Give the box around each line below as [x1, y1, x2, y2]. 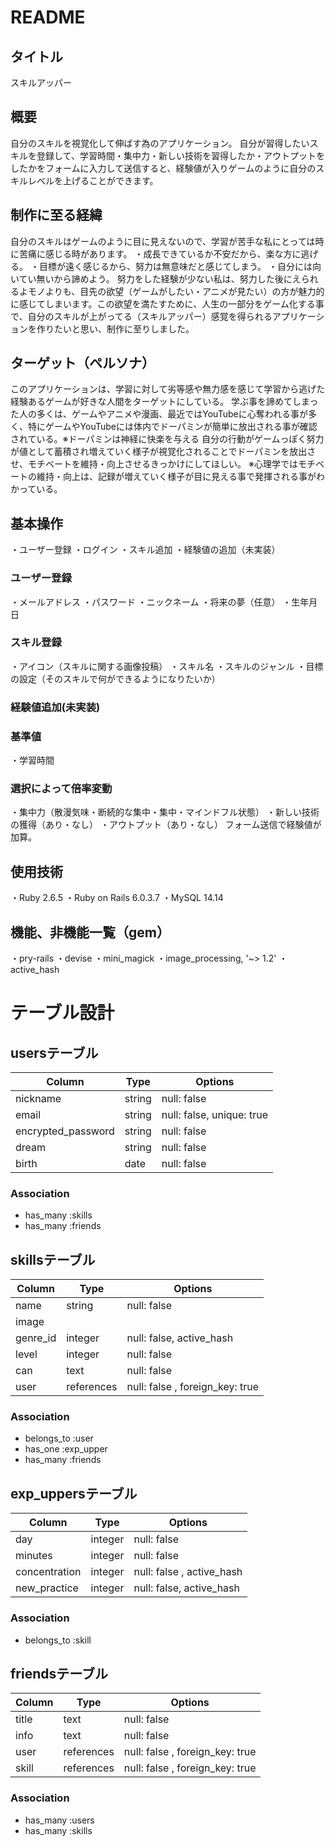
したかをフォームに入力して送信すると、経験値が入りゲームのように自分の [10, 162, 317, 174]
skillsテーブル [10, 1251, 96, 1268]
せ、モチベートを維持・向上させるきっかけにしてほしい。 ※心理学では [10, 458, 298, 470]
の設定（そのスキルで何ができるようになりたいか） [10, 672, 221, 685]
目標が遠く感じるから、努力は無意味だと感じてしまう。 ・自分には [38, 260, 313, 272]
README [10, 6, 86, 29]
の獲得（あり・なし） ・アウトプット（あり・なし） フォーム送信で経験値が [10, 819, 322, 831]
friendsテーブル [10, 1665, 109, 1682]
